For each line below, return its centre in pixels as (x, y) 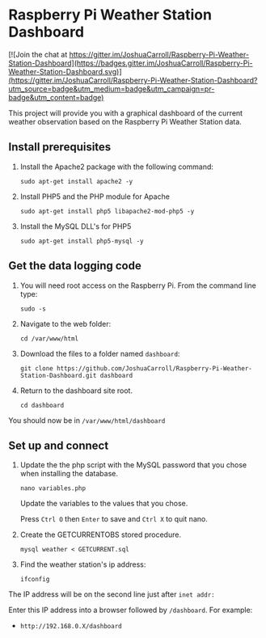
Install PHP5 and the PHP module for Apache (95, 196)
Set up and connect (59, 445)
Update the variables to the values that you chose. (104, 504)
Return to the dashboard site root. (76, 391)
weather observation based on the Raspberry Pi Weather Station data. (125, 121)
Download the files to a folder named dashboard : (100, 353)
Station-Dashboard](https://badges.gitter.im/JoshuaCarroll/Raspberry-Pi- (131, 63)
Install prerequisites (60, 147)
